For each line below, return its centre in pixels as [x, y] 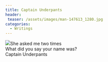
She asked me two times [36, 44]
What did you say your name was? [41, 49]
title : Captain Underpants [34, 10]
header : [13, 15]
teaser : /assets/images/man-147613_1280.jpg [55, 19]
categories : [18, 24]
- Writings [21, 29]
